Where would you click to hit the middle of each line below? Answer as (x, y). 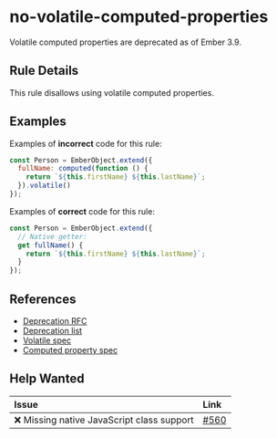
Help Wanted (47, 379)
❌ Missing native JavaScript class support (104, 420)
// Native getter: (53, 236)
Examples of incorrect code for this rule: (86, 143)
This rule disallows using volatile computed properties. (112, 92)
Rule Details (44, 71)
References (43, 299)
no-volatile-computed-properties (139, 17)
